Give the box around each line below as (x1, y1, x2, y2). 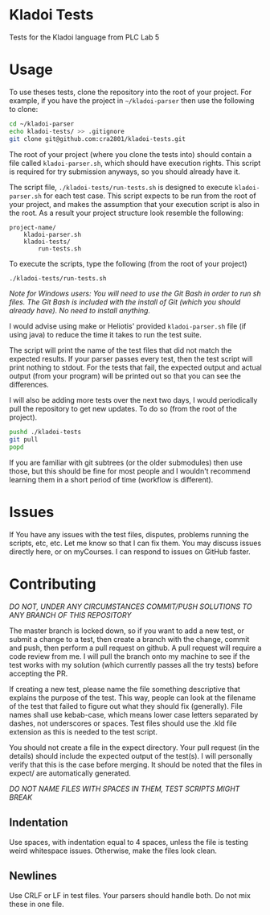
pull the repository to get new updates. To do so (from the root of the (9, 404, 238, 414)
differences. (9, 380, 49, 390)
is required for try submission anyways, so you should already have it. (9, 167, 240, 176)
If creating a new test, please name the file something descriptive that (9, 684, 240, 693)
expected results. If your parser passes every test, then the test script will (9, 354, 253, 364)
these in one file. (9, 899, 65, 909)
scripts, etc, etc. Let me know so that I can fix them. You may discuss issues (9, 538, 262, 548)
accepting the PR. (9, 669, 68, 678)
